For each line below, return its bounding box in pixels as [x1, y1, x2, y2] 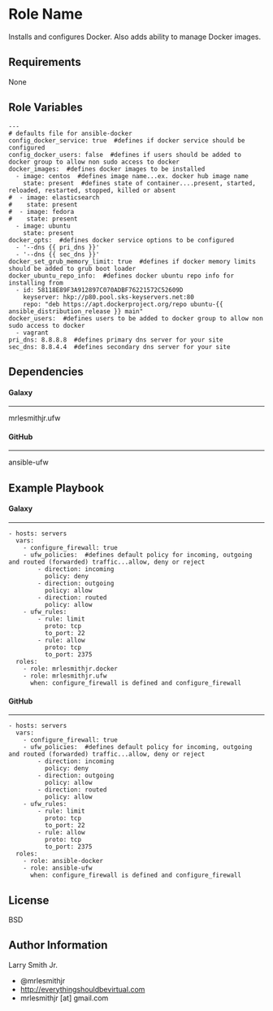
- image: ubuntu [15, 221, 71, 230]
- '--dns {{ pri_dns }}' [15, 243, 100, 251]
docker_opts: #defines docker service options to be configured [8, 236, 234, 244]
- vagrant [15, 329, 49, 337]
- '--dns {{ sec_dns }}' [15, 250, 100, 259]
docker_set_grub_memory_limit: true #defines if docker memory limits [8, 257, 256, 265]
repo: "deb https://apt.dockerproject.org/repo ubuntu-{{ [23, 300, 223, 308]
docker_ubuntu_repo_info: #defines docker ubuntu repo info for [8, 272, 234, 280]
